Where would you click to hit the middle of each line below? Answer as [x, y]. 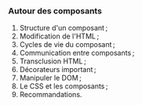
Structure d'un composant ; [64, 28]
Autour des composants [55, 11]
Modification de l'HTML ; [59, 36]
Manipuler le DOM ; [51, 78]
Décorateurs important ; [58, 70]
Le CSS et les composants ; [64, 86]
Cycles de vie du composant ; [67, 45]
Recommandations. [51, 95]
